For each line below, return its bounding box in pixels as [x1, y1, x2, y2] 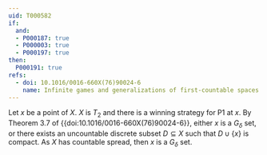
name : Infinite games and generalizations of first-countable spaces [22, 85, 260, 94]
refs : [8, 71, 26, 79]
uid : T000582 [8, 11, 52, 20]
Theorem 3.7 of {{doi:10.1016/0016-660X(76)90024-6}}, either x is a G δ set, [8, 118, 257, 129]
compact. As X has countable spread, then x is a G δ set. [8, 137, 193, 149]
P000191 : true [15, 64, 62, 72]
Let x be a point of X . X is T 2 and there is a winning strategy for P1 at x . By [8, 108, 252, 120]
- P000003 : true [15, 42, 70, 50]
